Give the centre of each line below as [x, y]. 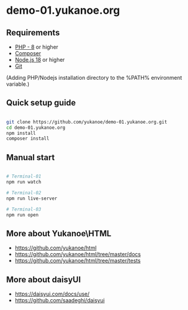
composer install [28, 139]
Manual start [31, 157]
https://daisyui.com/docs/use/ [52, 294]
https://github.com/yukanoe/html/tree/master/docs [78, 254]
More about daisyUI [43, 279]
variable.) [18, 84]
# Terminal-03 [24, 209]
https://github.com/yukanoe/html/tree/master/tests [78, 261]
